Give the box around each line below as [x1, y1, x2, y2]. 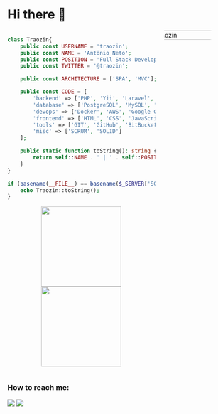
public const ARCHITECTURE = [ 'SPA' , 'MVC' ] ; [20, 75, 158, 83]
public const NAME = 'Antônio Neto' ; [20, 49, 132, 56]
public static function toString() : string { [20, 147, 158, 155]
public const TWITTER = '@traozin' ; [20, 63, 129, 70]
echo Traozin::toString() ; [20, 186, 100, 194]
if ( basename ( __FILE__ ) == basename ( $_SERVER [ [7, 180, 148, 187]
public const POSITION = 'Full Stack [20, 56, 132, 63]
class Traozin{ [7, 36, 53, 43]
